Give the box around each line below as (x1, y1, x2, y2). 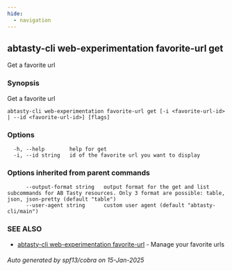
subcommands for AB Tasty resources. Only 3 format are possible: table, (7, 189, 226, 197)
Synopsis (7, 78, 40, 88)
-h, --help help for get (13, 146, 108, 153)
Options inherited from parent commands (7, 168, 151, 178)
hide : (7, 10, 23, 17)
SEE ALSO (7, 224, 42, 234)
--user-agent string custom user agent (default (25, 202, 185, 209)
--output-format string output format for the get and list (25, 184, 210, 191)
